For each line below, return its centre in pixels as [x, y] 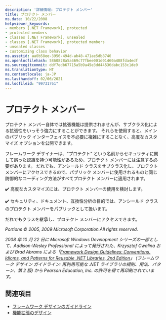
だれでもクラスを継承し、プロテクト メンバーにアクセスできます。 [72, 219]
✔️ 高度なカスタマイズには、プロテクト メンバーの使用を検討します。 [75, 189]
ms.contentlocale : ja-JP [31, 74]
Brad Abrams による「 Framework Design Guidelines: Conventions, [83, 252]
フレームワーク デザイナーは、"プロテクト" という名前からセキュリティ [77, 153]
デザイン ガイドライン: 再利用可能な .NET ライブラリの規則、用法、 [83, 264]
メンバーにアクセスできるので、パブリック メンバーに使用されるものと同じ [81, 172]
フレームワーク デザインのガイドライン [52, 307]
